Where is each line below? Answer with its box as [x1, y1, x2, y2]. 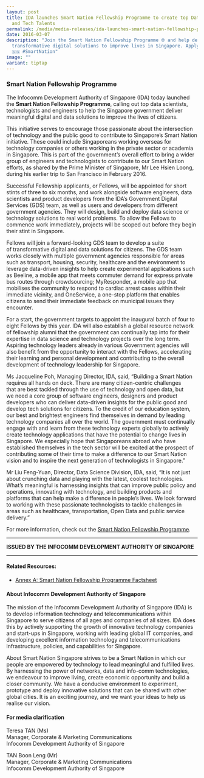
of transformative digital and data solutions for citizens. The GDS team [6, 245, 182, 253]
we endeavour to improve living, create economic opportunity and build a [6, 674, 190, 681]
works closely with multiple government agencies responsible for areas [6, 252, 185, 259]
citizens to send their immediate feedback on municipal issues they [6, 297, 175, 304]
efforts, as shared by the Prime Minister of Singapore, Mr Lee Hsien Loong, [6, 164, 194, 171]
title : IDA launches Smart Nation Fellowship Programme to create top [6, 15, 189, 21]
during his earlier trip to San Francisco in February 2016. [6, 170, 147, 177]
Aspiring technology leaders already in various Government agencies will [6, 342, 189, 349]
